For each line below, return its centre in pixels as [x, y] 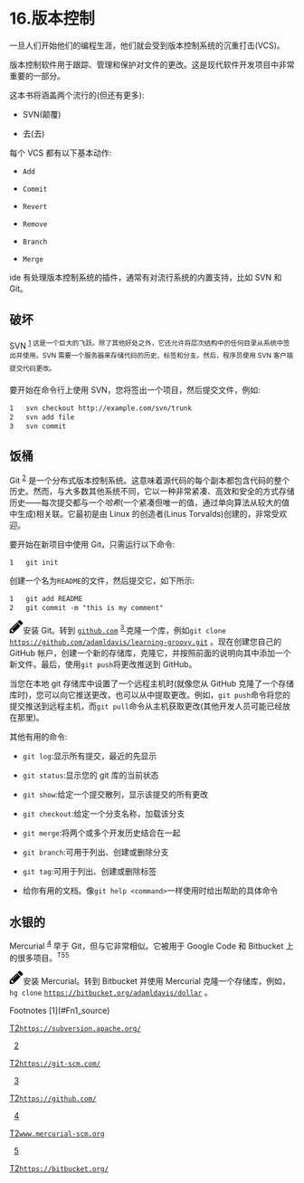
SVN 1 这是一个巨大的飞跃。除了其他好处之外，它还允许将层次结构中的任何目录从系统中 [147, 345]
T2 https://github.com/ [53, 1098]
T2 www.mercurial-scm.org [57, 1133]
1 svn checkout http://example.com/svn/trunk [101, 408]
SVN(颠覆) [42, 114]
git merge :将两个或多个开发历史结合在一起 [101, 833]
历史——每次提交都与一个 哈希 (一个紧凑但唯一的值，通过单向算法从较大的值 [150, 502]
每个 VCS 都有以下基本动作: [61, 153]
